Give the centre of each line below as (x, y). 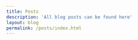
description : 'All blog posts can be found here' (70, 17)
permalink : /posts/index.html (44, 28)
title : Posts (22, 11)
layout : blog (22, 22)
